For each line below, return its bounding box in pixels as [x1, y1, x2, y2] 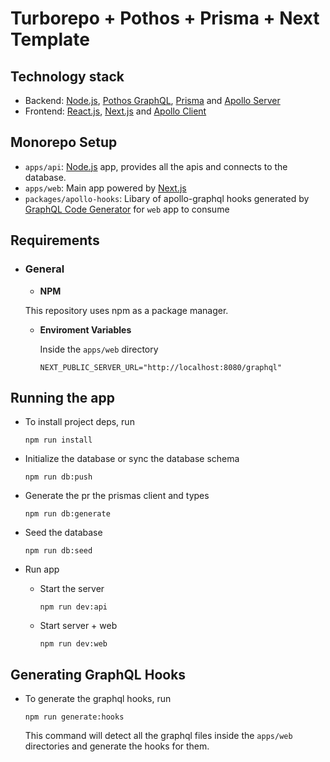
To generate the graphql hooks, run [24, 693, 172, 705]
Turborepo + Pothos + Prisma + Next [10, 7, 320, 30]
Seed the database [24, 527, 103, 539]
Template [10, 28, 90, 51]
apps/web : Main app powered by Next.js [24, 182, 187, 194]
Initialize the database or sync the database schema [24, 453, 240, 465]
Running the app [10, 389, 115, 406]
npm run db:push [24, 472, 93, 482]
